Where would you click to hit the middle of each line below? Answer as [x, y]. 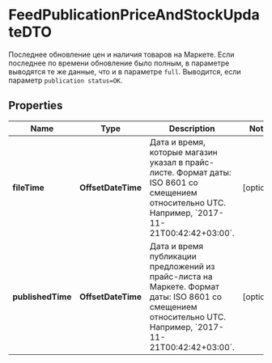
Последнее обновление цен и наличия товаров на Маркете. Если [121, 54]
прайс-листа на [181, 276]
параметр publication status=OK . [66, 80]
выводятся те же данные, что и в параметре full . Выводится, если [125, 71]
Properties [36, 106]
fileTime [28, 188]
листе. [162, 172]
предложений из [182, 266]
